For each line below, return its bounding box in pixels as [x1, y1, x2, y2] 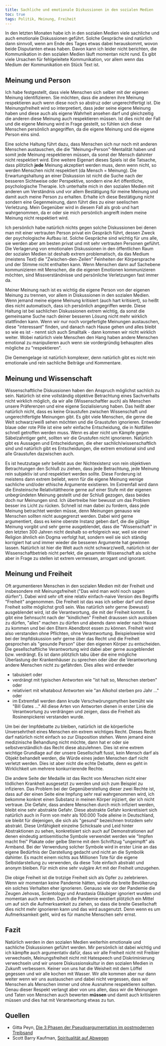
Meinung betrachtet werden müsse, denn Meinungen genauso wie [5, 508, 141, 514]
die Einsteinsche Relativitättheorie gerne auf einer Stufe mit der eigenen [5, 487, 152, 492]
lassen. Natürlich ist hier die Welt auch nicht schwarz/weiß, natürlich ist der [5, 545, 159, 551]
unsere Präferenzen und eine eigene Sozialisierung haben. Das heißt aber [5, 403, 155, 409]
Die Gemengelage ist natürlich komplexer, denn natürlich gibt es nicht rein [5, 354, 156, 360]
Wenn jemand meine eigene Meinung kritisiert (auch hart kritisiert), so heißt [5, 297, 159, 303]
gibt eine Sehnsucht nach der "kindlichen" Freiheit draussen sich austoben [5, 614, 158, 621]
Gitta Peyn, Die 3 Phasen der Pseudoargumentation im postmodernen [12, 1025, 155, 1031]
